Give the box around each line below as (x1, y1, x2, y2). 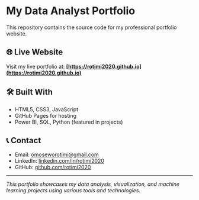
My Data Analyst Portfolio (6, 4, 135, 18)
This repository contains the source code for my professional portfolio (6, 24, 177, 31)
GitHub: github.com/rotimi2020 (14, 164, 91, 171)
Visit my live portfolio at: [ (6, 63, 69, 70)
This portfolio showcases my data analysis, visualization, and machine (6, 180, 179, 188)
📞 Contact (6, 135, 41, 146)
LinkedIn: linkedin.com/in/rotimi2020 (14, 157, 105, 164)
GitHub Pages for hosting (14, 112, 77, 119)
